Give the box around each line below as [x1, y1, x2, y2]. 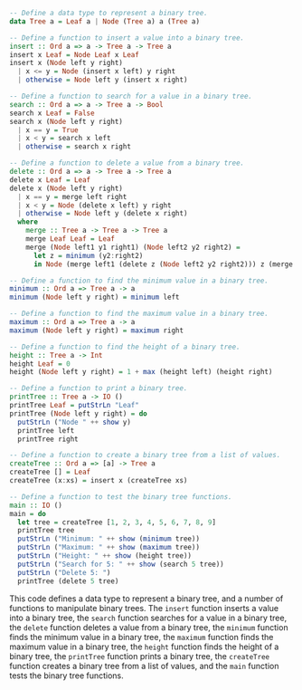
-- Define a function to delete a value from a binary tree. [9, 158, 245, 168]
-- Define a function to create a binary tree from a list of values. [9, 451, 281, 460]
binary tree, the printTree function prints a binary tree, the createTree [9, 650, 270, 661]
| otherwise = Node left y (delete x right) [17, 209, 188, 218]
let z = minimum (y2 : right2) [33, 251, 144, 260]
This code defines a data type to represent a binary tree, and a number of [9, 593, 284, 604]
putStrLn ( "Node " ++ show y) [17, 417, 131, 426]
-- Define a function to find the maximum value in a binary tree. [9, 309, 269, 319]
